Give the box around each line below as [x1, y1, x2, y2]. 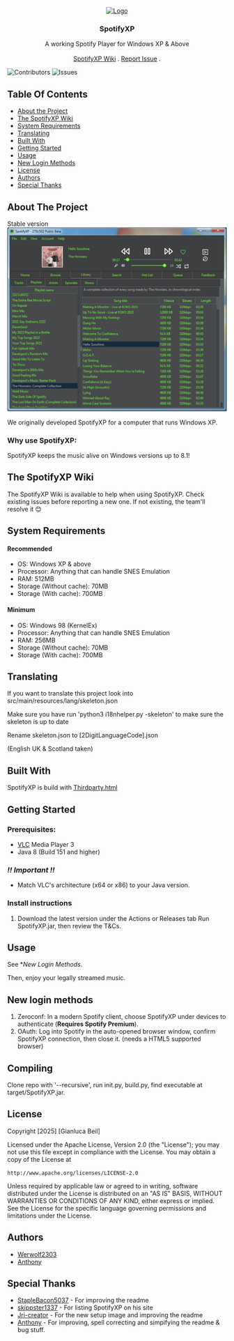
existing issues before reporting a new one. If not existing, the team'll [7, 497, 205, 505]
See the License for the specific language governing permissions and [7, 1204, 207, 1212]
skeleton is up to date [7, 718, 69, 726]
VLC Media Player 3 [17, 840, 75, 848]
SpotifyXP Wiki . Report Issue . [72, 54, 162, 63]
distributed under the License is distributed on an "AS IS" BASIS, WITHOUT [7, 1189, 223, 1197]
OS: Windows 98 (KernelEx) [17, 621, 97, 629]
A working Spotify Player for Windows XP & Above [45, 40, 189, 48]
